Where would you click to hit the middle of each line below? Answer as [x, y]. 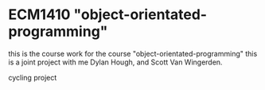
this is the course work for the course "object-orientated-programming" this [133, 53]
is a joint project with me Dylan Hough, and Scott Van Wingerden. [115, 62]
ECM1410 [39, 15]
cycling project [33, 77]
